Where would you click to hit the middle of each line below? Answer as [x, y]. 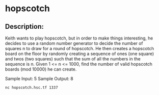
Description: [25, 27]
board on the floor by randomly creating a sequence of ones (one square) [79, 54]
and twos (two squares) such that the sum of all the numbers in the [73, 59]
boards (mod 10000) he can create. [41, 69]
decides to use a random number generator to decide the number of [74, 43]
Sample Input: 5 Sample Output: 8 [39, 79]
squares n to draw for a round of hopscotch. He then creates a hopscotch [80, 48]
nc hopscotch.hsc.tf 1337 [31, 88]
